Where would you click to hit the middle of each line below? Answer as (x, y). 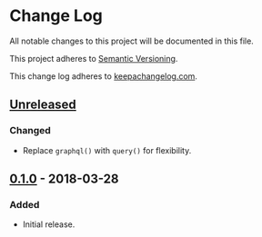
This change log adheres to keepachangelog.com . (104, 76)
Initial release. (49, 224)
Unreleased (43, 105)
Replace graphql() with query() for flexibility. (107, 150)
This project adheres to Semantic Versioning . (94, 58)
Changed (30, 131)
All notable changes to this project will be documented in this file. (132, 41)
